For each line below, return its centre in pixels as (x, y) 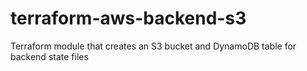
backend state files (49, 56)
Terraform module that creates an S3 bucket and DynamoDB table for (153, 46)
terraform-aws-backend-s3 (128, 18)
